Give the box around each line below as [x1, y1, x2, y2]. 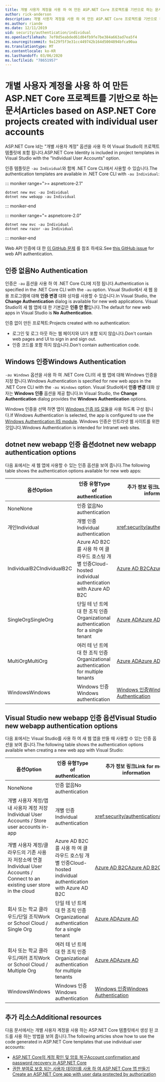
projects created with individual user [5, 116, 158, 127]
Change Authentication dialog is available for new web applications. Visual [5, 298, 158, 304]
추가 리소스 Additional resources [5, 1013, 102, 1021]
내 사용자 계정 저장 [7, 804, 48, 811]
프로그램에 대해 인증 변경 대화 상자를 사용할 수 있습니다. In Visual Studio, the [10, 293, 156, 299]
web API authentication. [5, 251, 54, 257]
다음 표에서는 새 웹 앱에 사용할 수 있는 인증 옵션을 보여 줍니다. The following [5, 462, 150, 468]
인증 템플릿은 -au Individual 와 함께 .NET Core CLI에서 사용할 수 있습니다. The [5, 165, 158, 171]
